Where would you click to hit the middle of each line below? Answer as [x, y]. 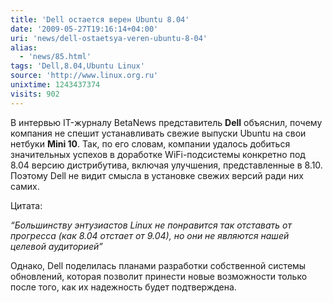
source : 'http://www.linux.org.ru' [84, 76]
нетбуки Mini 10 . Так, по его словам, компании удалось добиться [150, 143]
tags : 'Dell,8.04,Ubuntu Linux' [77, 66]
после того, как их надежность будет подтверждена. [123, 287]
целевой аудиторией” [56, 246]
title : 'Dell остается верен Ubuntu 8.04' [100, 19]
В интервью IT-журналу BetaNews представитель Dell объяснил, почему [166, 122]
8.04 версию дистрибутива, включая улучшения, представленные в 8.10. [166, 165]
